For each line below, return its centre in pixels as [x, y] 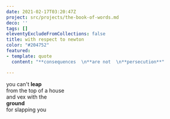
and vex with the [27, 97]
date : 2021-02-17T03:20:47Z [41, 12]
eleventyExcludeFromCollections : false [56, 34]
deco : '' [17, 23]
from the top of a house [35, 90]
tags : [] [17, 28]
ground [16, 103]
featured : [19, 51]
